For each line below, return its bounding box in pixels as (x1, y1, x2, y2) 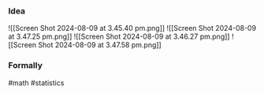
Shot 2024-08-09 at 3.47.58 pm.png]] (38, 40, 162, 50)
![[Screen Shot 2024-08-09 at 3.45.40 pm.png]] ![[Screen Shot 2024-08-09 (8, 24, 257, 33)
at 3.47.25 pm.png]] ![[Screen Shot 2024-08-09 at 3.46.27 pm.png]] (8, 32, 230, 41)
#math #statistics (8, 77, 65, 88)
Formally (8, 60, 43, 71)
